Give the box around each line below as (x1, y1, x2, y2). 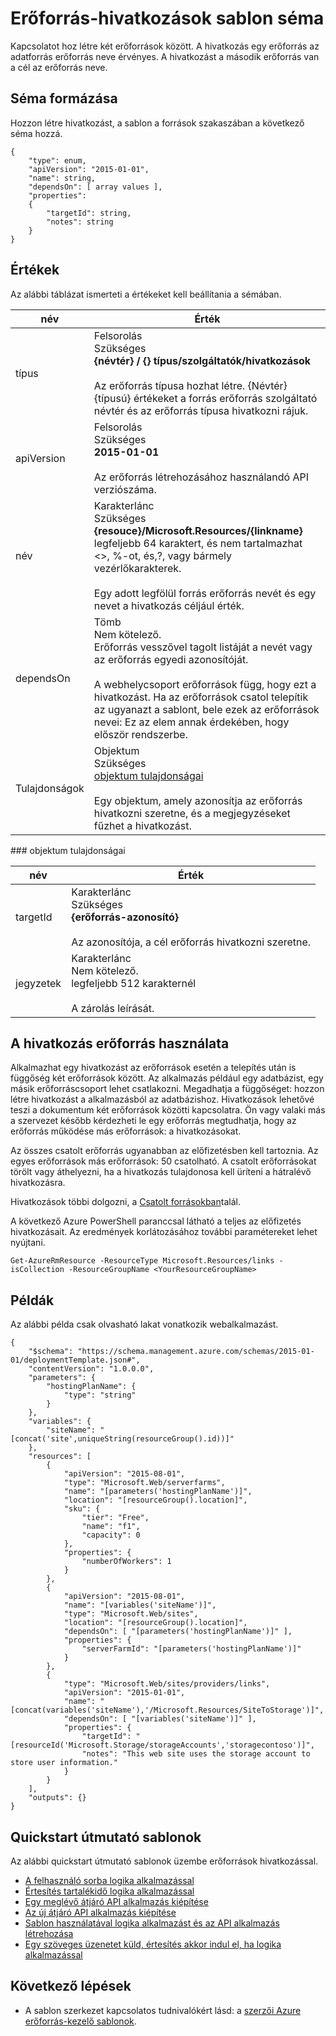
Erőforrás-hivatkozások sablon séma (10, 7, 325, 30)
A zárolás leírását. (71, 1001, 155, 1015)
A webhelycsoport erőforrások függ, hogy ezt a (93, 677, 317, 691)
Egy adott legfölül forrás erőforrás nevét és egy (93, 586, 317, 600)
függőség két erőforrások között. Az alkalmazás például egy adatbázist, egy (10, 1072, 324, 1084)
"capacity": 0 (81, 1530, 141, 1541)
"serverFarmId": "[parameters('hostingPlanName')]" (81, 1644, 302, 1654)
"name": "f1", (81, 1522, 141, 1532)
